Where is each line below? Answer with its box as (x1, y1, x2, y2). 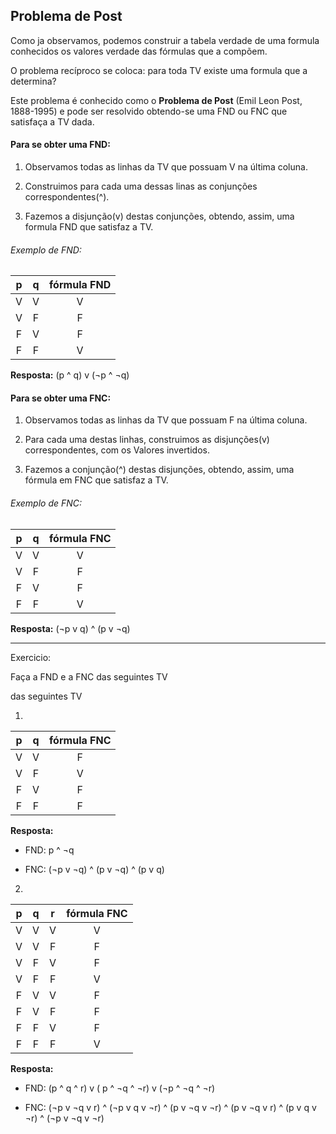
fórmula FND (49, 278, 112, 292)
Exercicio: (10, 651, 52, 663)
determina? (10, 75, 57, 87)
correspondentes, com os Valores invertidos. (24, 444, 210, 456)
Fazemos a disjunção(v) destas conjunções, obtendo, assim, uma (24, 210, 295, 223)
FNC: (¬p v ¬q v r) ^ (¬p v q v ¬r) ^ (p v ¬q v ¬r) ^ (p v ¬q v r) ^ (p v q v (24, 1101, 317, 1113)
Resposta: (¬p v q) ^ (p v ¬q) (10, 622, 131, 634)
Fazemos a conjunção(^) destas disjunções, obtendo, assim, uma (24, 464, 295, 476)
